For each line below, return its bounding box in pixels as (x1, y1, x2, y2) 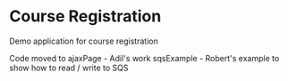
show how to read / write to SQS (9, 62, 129, 73)
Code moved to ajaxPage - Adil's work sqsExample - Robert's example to (9, 53, 280, 63)
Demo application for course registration (9, 36, 158, 46)
